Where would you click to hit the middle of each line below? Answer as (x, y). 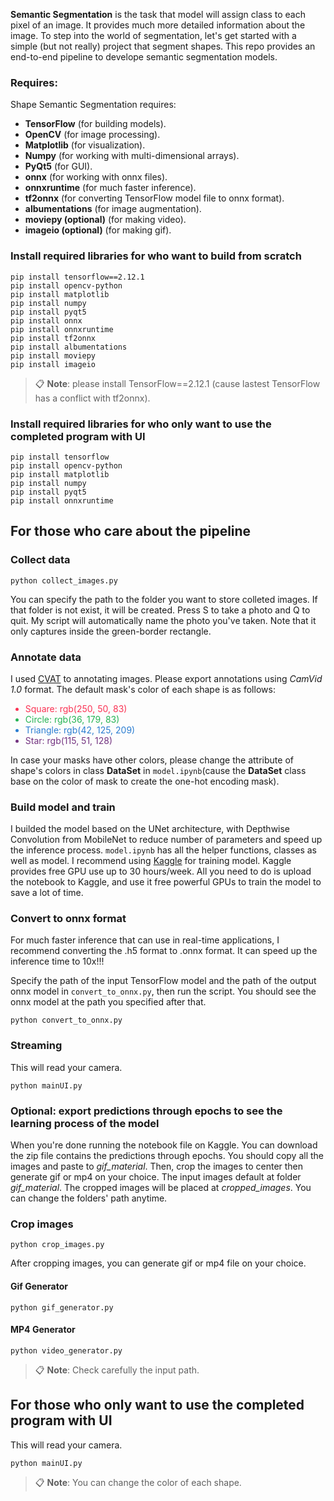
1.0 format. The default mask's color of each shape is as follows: (143, 689)
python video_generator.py (66, 1350)
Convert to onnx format (68, 919)
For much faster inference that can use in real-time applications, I (145, 940)
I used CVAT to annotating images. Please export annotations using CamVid (166, 678)
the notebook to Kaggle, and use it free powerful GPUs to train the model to (166, 882)
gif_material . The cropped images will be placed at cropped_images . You (161, 1188)
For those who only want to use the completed (157, 1405)
